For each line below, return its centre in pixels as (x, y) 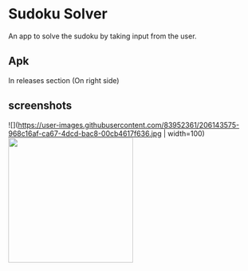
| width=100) (184, 134)
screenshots (40, 106)
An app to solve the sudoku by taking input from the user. (102, 36)
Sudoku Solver (58, 14)
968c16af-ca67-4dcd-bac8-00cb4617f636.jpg (85, 134)
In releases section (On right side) (64, 80)
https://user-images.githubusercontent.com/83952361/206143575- (129, 125)
